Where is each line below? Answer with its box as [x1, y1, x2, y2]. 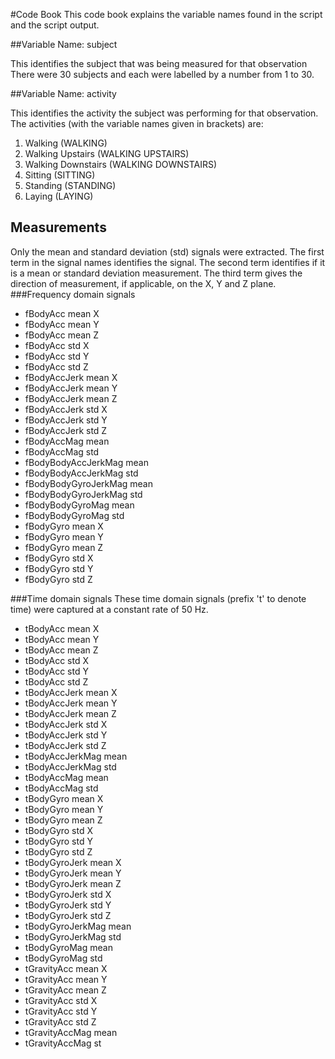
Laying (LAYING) [24, 190, 94, 202]
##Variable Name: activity [10, 88, 117, 99]
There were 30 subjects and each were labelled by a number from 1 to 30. [10, 69, 315, 80]
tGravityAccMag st [24, 1037, 102, 1049]
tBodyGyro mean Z [24, 814, 103, 826]
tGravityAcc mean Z [24, 984, 107, 996]
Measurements [10, 219, 107, 236]
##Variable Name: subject [10, 39, 118, 50]
